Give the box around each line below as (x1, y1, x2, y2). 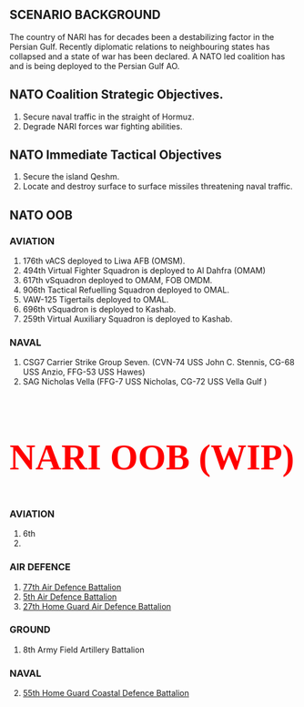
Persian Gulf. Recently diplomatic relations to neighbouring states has (9, 41, 270, 52)
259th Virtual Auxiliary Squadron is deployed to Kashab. (22, 313, 233, 324)
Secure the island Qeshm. (22, 171, 120, 182)
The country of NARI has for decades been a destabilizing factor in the (9, 31, 275, 42)
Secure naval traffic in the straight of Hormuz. (22, 111, 195, 122)
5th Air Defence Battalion (22, 591, 117, 602)
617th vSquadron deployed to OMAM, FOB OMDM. (22, 275, 213, 286)
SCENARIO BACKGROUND (9, 7, 161, 23)
